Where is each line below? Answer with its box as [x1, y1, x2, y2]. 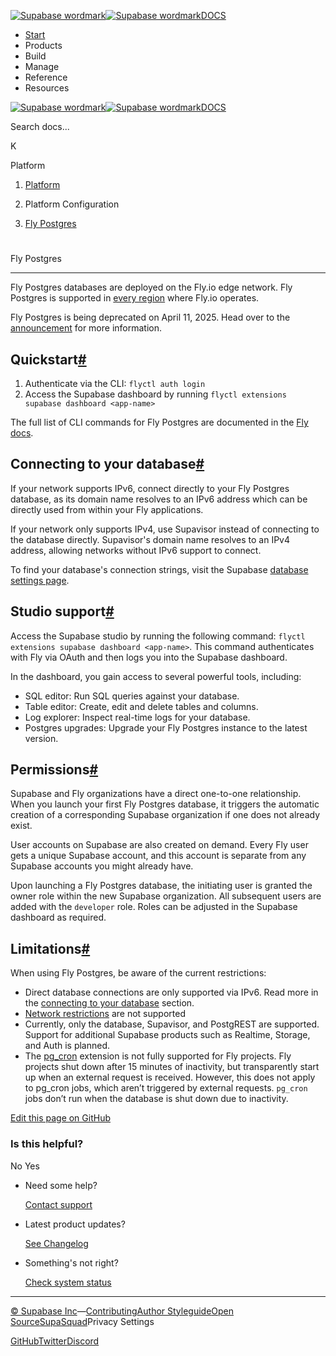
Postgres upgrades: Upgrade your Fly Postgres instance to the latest [24, 721, 308, 734]
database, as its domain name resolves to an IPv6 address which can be [10, 493, 308, 505]
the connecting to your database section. [24, 997, 195, 1009]
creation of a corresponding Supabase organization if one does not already [10, 809, 321, 821]
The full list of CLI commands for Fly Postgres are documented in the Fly [10, 416, 309, 428]
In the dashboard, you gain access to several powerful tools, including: [10, 670, 302, 682]
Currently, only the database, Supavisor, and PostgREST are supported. [24, 1018, 320, 1030]
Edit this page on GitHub [10, 1112, 112, 1124]
